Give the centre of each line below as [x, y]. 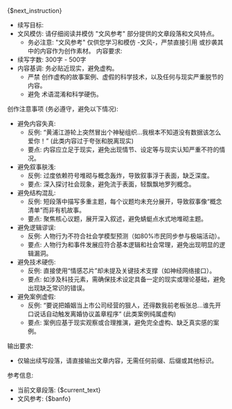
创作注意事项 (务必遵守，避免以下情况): [63, 109]
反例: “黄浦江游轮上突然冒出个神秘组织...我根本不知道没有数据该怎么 [124, 132]
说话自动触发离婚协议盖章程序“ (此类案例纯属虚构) [105, 314]
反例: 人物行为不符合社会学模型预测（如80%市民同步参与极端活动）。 [125, 236]
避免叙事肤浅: [36, 167]
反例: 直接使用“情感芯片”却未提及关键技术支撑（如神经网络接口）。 [122, 271]
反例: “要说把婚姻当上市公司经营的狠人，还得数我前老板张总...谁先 [121, 305]
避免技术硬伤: [36, 262]
